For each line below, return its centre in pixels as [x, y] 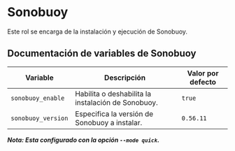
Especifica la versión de [114, 114]
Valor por [203, 73]
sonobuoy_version [40, 118]
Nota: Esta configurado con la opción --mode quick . [83, 140]
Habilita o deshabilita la [113, 94]
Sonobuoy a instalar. [108, 122]
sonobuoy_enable [38, 98]
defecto [203, 82]
